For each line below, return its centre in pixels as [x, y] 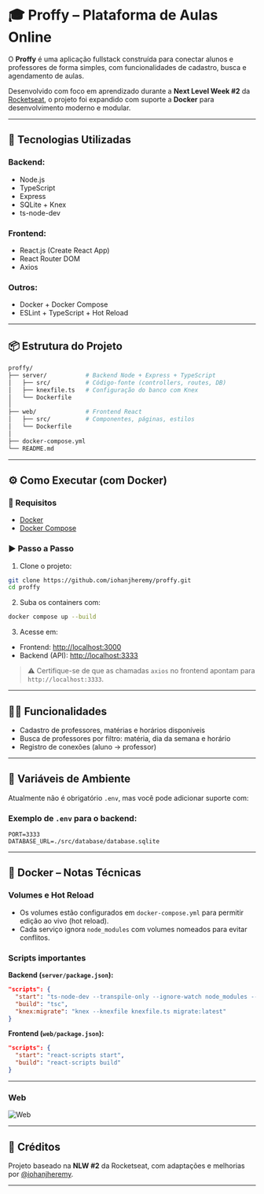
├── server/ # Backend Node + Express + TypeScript [112, 375]
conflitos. [35, 938]
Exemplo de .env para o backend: [73, 818]
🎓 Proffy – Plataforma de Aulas [113, 15]
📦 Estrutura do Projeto [66, 346]
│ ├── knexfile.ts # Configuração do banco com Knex [103, 390]
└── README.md [31, 448]
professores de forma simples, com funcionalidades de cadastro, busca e [127, 67]
